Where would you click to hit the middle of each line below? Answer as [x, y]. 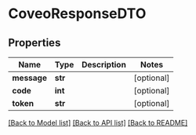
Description [104, 65]
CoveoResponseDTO [77, 14]
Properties [34, 43]
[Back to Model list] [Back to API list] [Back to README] [98, 123]
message [29, 78]
